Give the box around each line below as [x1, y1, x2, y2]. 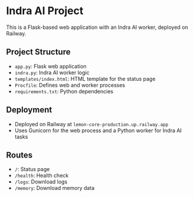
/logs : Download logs [14, 178, 68, 185]
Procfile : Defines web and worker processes [14, 81, 126, 88]
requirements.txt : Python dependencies [14, 87, 114, 95]
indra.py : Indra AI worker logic [14, 69, 90, 76]
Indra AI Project [6, 4, 84, 18]
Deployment [6, 105, 52, 115]
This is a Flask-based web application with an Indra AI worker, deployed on [6, 24, 189, 31]
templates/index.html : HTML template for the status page [14, 75, 156, 82]
